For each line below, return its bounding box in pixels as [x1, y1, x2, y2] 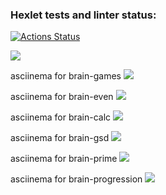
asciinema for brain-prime [10, 153, 118, 165]
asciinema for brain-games [10, 70, 122, 82]
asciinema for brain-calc [10, 111, 112, 123]
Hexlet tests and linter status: [10, 8, 157, 22]
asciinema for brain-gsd [10, 132, 110, 144]
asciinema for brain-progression [10, 173, 143, 185]
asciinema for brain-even [10, 91, 114, 103]
